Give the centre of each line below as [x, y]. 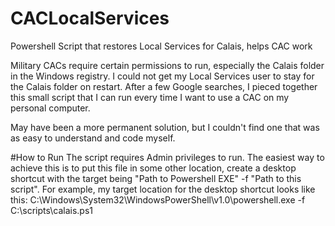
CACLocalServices [90, 18]
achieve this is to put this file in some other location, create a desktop [153, 168]
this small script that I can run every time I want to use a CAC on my [150, 97]
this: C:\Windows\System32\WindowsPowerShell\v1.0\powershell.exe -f [158, 199]
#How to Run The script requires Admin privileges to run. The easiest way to [167, 157]
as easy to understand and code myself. [93, 138]
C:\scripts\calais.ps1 [52, 210]
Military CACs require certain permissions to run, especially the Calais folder [167, 65]
